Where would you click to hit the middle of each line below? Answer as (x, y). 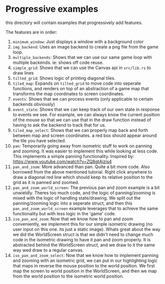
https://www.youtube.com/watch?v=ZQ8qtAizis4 (62, 161)
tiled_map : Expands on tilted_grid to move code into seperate (77, 83)
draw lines (23, 73)
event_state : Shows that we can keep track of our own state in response (86, 109)
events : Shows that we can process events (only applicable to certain (83, 99)
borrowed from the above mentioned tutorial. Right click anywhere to (82, 172)
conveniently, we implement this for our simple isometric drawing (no (82, 224)
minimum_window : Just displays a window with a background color (78, 41)
